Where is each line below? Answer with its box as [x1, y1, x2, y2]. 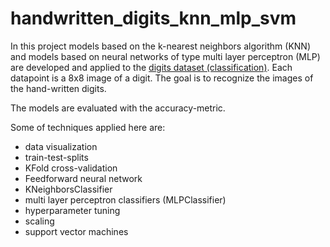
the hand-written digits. [10, 82, 107, 94]
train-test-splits [24, 151, 89, 163]
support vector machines [24, 225, 129, 237]
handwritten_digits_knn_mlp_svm [10, 7, 297, 30]
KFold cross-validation [24, 162, 118, 174]
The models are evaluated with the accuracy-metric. [10, 102, 226, 114]
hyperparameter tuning [24, 204, 121, 216]
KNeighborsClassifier [24, 183, 113, 195]
